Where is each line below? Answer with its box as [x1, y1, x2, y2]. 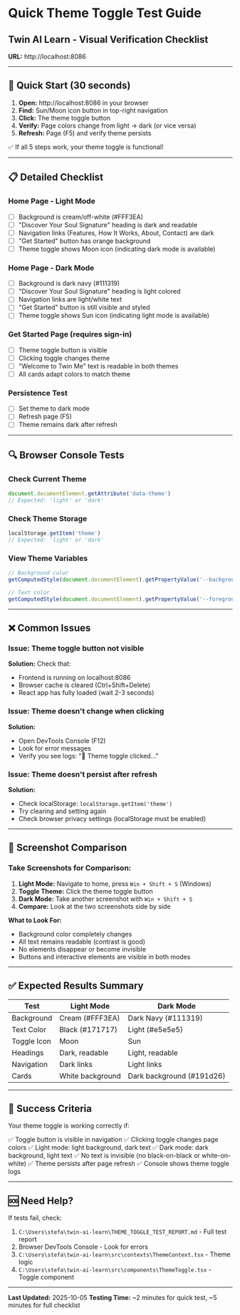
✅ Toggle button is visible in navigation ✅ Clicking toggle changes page [8, 1135, 219, 1144]
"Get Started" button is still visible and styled [18, 303, 150, 311]
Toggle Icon [11, 1036, 52, 1046]
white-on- [201, 1151, 231, 1160]
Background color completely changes [18, 929, 132, 938]
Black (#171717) [58, 1024, 118, 1034]
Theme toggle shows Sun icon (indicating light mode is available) [18, 311, 209, 320]
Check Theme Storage [8, 513, 88, 523]
